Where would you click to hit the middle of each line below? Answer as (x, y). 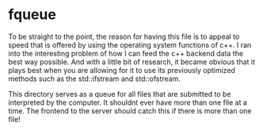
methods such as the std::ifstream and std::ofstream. (94, 78)
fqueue (32, 15)
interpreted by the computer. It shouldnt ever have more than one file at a (128, 102)
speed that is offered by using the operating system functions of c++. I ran (130, 44)
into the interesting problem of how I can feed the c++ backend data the (126, 53)
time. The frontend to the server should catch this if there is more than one (130, 111)
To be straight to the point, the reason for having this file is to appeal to (124, 36)
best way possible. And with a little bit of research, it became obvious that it (132, 62)
